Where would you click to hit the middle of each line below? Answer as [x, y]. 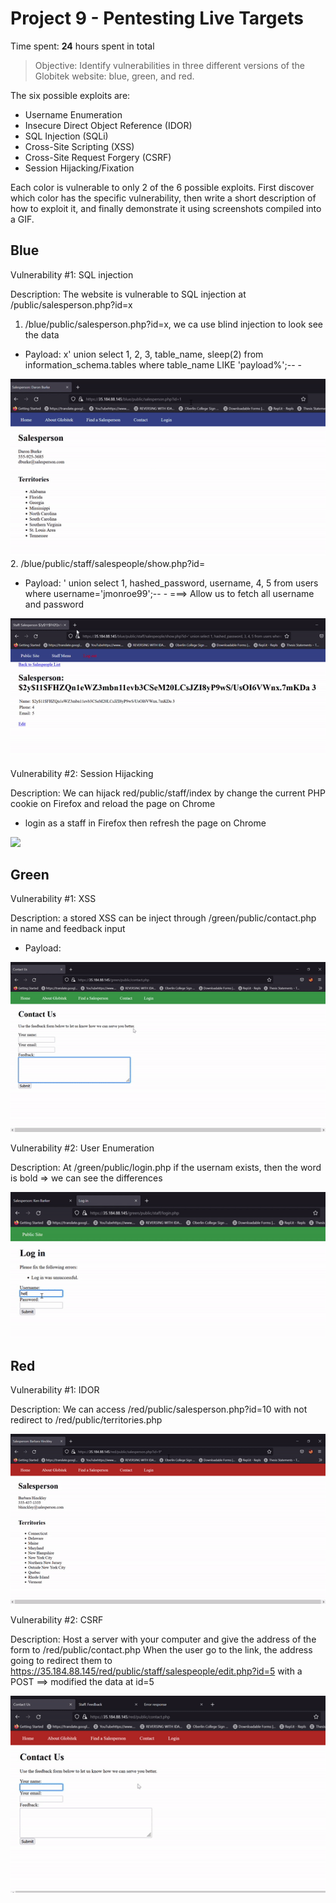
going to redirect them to [61, 1660]
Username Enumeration [73, 114]
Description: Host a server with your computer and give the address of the [163, 1639]
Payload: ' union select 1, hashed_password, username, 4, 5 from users [171, 583]
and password [54, 604]
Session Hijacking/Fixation [79, 168]
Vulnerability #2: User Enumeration [82, 1148]
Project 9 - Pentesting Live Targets [157, 18]
